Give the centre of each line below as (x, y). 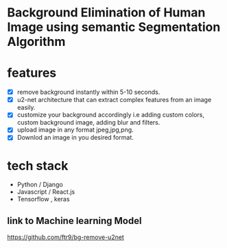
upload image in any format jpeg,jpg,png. (75, 130)
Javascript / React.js (46, 192)
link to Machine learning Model (74, 221)
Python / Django (40, 185)
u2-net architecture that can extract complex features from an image (114, 100)
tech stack (38, 165)
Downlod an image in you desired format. (75, 138)
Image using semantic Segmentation (114, 27)
